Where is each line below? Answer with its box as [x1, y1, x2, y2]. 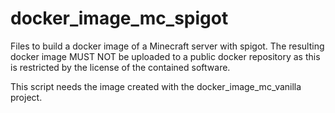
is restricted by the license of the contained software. [10, 61, 231, 73]
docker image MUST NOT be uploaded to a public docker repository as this [10, 50, 321, 62]
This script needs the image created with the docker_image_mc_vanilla [10, 80, 302, 92]
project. [10, 91, 43, 103]
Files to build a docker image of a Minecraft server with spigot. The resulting [10, 40, 325, 52]
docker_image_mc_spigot [10, 7, 229, 30]
